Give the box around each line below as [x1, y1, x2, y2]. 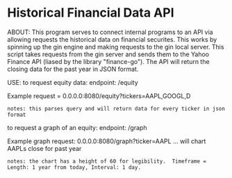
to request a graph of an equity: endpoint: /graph [7, 123, 147, 131]
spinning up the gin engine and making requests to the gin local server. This [7, 42, 224, 51]
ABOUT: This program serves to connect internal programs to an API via [7, 28, 213, 36]
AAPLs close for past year [7, 144, 82, 152]
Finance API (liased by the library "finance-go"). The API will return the [7, 57, 210, 65]
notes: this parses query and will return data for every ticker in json [7, 105, 226, 112]
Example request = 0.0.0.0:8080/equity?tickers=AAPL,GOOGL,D [7, 92, 191, 100]
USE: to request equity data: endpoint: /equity [7, 78, 139, 86]
